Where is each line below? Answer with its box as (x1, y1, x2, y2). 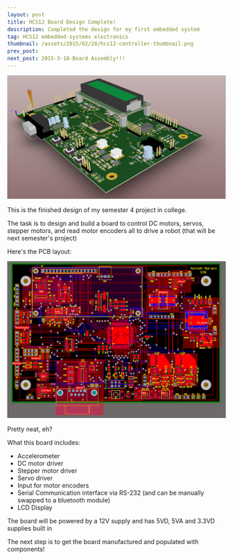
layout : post (7, 11, 45, 18)
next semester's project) (7, 234, 78, 242)
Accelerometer (17, 452, 60, 460)
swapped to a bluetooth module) (17, 496, 111, 505)
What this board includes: (7, 439, 81, 447)
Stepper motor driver (17, 466, 78, 475)
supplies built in (7, 524, 53, 533)
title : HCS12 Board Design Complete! (7, 18, 116, 26)
